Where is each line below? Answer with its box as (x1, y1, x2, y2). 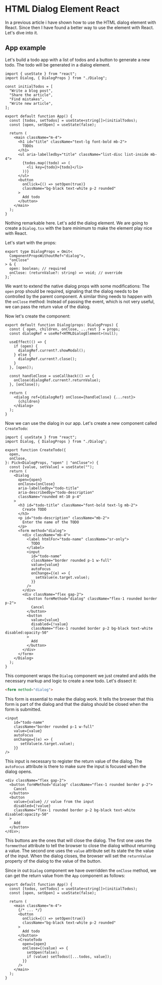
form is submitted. (5, 706, 42, 712)
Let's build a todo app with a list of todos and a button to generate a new (5, 57, 150, 63)
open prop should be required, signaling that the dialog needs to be (5, 288, 138, 294)
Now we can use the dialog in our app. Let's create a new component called (5, 420, 157, 426)
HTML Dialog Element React (5, 3, 120, 15)
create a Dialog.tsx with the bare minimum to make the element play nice (5, 225, 152, 231)
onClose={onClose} (17, 482, 55, 486)
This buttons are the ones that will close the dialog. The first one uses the (5, 837, 152, 843)
